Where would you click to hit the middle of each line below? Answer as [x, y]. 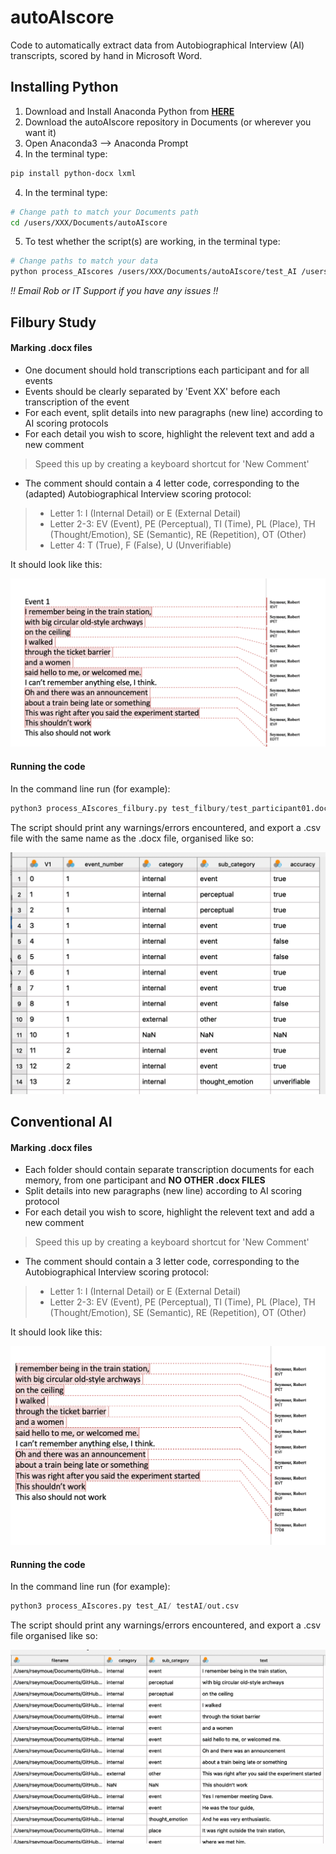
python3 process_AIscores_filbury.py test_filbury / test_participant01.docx [171, 808]
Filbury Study [53, 322]
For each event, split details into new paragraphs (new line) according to [173, 412]
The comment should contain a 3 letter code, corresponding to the [162, 1262]
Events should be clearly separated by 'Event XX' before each [152, 391]
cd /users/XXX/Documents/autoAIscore [89, 222]
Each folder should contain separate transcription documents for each [169, 1170]
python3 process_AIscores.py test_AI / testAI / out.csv [125, 1606]
